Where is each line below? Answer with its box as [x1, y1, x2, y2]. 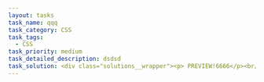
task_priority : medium [8, 48, 82, 55]
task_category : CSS [8, 26, 72, 34]
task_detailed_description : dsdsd [8, 55, 122, 63]
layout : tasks [8, 11, 55, 20]
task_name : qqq [8, 19, 58, 27]
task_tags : [8, 33, 44, 41]
